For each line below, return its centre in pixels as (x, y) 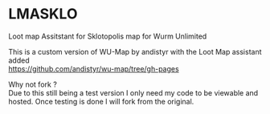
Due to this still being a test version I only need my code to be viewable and (133, 92)
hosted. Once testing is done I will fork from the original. (101, 101)
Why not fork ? (33, 84)
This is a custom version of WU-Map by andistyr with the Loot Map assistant (135, 51)
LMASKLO (43, 14)
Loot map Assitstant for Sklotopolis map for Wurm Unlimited (108, 36)
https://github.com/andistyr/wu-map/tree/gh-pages (94, 68)
